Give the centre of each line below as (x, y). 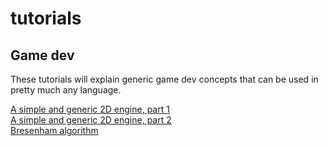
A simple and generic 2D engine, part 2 (91, 120)
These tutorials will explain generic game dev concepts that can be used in (164, 79)
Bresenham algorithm (54, 130)
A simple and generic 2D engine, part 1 (90, 109)
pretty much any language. (66, 90)
